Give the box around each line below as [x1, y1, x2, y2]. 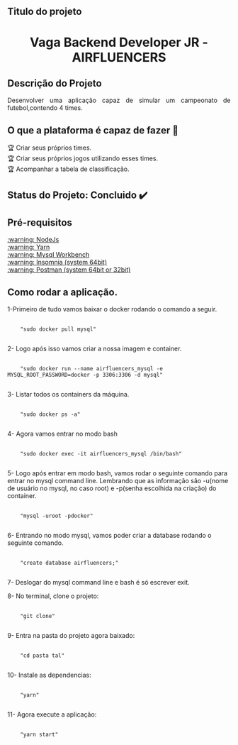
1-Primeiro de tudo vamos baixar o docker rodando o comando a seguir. [7, 305, 217, 314]
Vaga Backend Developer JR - [29, 34, 209, 50]
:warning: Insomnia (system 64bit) [7, 258, 108, 267]
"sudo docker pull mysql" [20, 326, 97, 333]
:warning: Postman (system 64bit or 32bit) [7, 265, 131, 274]
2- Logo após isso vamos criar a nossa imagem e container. [7, 344, 182, 353]
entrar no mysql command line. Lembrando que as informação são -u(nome [7, 477, 229, 485]
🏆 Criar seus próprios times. [7, 143, 92, 152]
